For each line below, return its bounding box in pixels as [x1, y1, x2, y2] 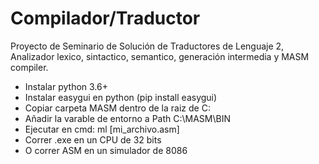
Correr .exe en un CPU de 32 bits [24, 133, 162, 146]
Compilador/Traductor [10, 7, 201, 30]
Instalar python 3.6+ [24, 80, 108, 92]
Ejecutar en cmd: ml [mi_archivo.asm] [24, 123, 180, 135]
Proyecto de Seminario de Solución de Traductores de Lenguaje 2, [10, 40, 285, 52]
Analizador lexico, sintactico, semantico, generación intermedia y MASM [10, 50, 310, 62]
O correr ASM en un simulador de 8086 [24, 144, 188, 156]
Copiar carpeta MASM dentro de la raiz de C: [24, 102, 211, 114]
